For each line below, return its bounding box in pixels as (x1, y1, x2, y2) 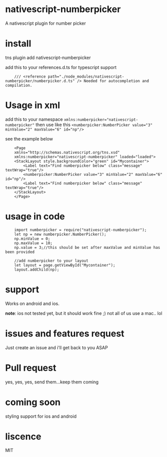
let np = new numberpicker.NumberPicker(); (14, 232, 107, 237)
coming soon (5, 397, 61, 408)
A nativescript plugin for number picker (5, 20, 86, 26)
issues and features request (5, 328, 124, 339)
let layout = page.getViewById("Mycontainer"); (14, 263, 115, 268)
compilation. (5, 83, 33, 88)
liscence (5, 431, 42, 442)
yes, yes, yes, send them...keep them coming (5, 379, 99, 385)
